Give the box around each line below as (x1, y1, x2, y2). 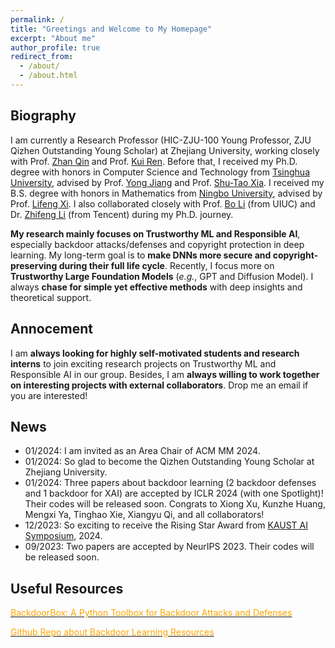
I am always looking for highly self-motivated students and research (10, 347, 300, 359)
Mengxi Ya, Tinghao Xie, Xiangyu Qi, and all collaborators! (24, 509, 265, 521)
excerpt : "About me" (10, 33, 97, 43)
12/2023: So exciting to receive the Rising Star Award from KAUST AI (24, 519, 309, 531)
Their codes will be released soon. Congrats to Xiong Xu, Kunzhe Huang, (24, 498, 326, 510)
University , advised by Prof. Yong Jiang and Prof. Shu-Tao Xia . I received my (10, 176, 325, 188)
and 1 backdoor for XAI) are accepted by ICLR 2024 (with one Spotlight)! (24, 487, 324, 500)
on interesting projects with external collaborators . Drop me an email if (10, 379, 309, 391)
